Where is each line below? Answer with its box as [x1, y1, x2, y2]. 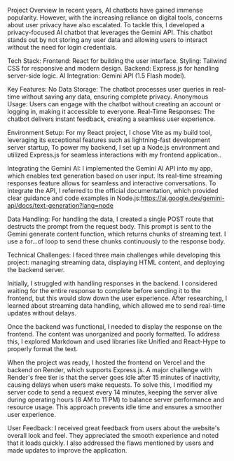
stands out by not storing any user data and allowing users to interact [7, 36, 208, 44]
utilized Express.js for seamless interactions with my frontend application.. [7, 150, 222, 159]
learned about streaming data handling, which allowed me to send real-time [7, 302, 226, 310]
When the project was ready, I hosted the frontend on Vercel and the [7, 358, 205, 367]
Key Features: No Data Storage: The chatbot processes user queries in [7, 85, 212, 93]
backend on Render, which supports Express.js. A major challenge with [7, 366, 212, 374]
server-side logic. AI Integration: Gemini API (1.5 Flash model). [7, 71, 186, 80]
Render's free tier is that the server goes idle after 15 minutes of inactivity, [7, 374, 221, 381]
